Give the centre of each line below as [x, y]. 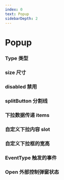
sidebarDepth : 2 [21, 18]
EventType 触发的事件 [31, 158]
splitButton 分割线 [26, 101]
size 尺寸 [16, 73]
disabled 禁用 [21, 87]
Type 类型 [17, 59]
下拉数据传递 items [27, 115]
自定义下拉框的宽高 [27, 144]
